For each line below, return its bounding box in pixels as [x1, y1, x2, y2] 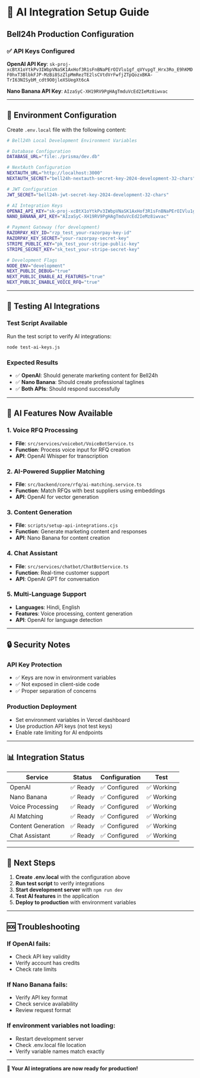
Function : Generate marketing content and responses [15, 528, 147, 535]
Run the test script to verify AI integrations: [7, 332, 112, 340]
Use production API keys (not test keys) [15, 722, 113, 730]
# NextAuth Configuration [7, 165, 71, 171]
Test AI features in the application [15, 892, 100, 900]
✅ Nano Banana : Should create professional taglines [15, 378, 145, 385]
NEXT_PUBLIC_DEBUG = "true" [7, 268, 71, 274]
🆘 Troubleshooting [7, 922, 80, 932]
